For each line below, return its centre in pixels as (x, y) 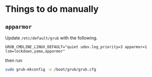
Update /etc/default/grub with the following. (51, 38)
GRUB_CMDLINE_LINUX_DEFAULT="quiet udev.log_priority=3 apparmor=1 (76, 47)
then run (14, 60)
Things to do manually (52, 9)
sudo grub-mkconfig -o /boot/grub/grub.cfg (51, 70)
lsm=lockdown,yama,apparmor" (35, 51)
